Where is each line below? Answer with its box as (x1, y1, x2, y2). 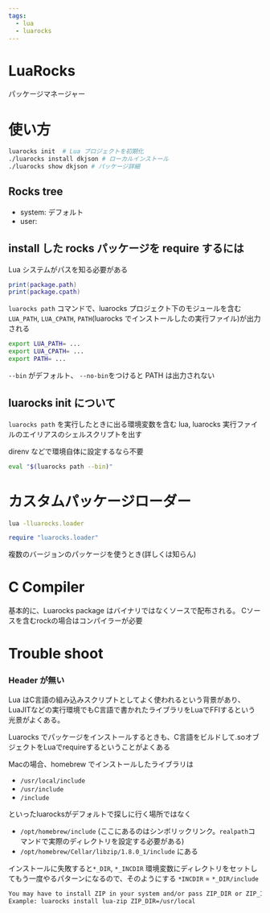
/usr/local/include (19, 777, 86, 785)
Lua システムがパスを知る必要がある (8, 264, 129, 274)
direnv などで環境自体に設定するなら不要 (8, 446, 144, 456)
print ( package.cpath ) (8, 288, 81, 297)
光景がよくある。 (8, 715, 65, 724)
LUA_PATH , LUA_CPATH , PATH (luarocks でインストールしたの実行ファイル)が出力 (8, 313, 261, 323)
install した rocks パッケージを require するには (8, 242, 244, 255)
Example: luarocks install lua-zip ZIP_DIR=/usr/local (8, 897, 196, 905)
